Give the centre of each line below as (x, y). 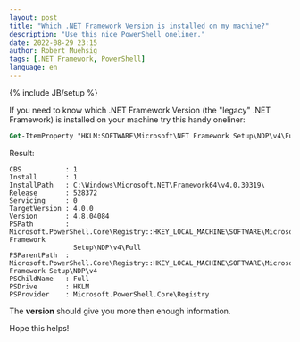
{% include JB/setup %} (54, 92)
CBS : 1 (43, 169)
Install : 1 (43, 177)
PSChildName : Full (50, 279)
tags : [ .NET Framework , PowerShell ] (77, 59)
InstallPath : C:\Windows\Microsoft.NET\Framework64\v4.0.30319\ (137, 185)
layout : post (33, 17)
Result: (22, 153)
